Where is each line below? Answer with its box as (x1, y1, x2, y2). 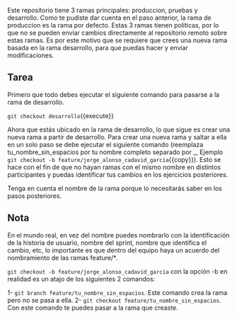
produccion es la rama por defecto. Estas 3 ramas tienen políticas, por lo (7, 21, 219, 29)
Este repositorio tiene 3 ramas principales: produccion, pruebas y (7, 6, 198, 14)
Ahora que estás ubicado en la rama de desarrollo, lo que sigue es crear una (7, 125, 231, 134)
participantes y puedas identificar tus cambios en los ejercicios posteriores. (7, 170, 229, 179)
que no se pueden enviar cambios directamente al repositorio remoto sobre (7, 28, 228, 37)
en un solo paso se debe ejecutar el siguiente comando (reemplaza (7, 140, 204, 149)
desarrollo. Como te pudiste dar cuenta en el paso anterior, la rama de (7, 13, 212, 22)
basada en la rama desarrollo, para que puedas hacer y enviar (7, 44, 189, 52)
